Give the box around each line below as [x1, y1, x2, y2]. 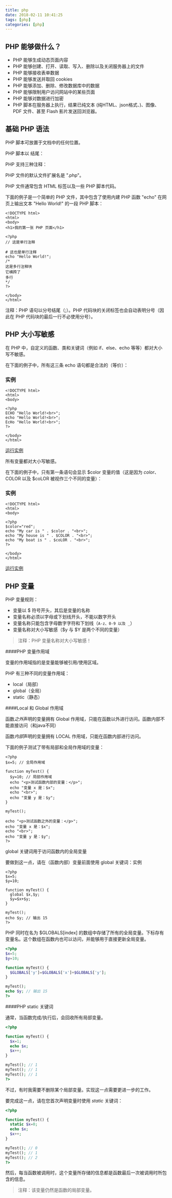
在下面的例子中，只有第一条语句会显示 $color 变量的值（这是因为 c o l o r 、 [5, 469, 159, 475]
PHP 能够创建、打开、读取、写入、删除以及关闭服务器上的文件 [12, 63, 145, 69]
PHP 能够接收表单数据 [12, 70, 60, 76]
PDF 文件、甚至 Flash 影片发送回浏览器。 [12, 108, 100, 115]
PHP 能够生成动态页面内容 [12, 57, 69, 63]
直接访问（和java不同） [9, 722, 59, 729]
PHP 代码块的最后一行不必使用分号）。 [15, 313, 96, 319]
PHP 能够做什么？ [5, 42, 61, 51]
